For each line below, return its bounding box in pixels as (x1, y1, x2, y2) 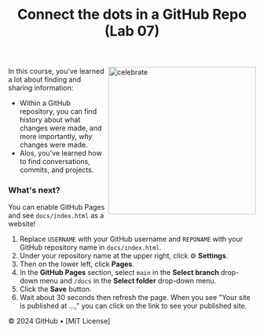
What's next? (8, 185, 60, 196)
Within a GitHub (19, 98, 71, 108)
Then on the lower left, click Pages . (19, 259, 135, 269)
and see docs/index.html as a (8, 210, 104, 221)
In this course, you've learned (8, 67, 104, 76)
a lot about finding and (8, 75, 82, 84)
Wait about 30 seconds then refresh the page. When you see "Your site (19, 293, 251, 302)
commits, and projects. (19, 165, 94, 174)
